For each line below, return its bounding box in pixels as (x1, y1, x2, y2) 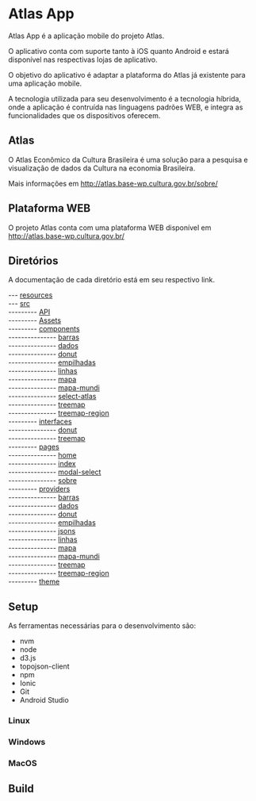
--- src (8, 299, 30, 309)
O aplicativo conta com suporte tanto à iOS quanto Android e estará (8, 46, 230, 56)
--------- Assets (8, 316, 62, 325)
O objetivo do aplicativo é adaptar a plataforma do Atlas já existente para (8, 70, 246, 79)
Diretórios (8, 254, 59, 267)
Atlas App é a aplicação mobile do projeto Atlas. (8, 31, 165, 40)
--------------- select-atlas (8, 392, 97, 401)
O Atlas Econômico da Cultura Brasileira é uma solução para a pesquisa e (8, 155, 248, 164)
